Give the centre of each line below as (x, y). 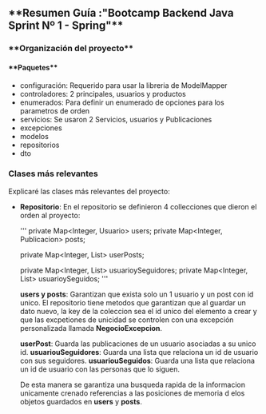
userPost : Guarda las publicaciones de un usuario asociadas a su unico (138, 344)
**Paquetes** (33, 67)
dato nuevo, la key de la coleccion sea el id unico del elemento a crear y (138, 311)
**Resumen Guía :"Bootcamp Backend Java (121, 13)
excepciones (41, 128)
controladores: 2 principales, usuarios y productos (103, 94)
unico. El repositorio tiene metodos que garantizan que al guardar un (133, 302)
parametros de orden (55, 110)
